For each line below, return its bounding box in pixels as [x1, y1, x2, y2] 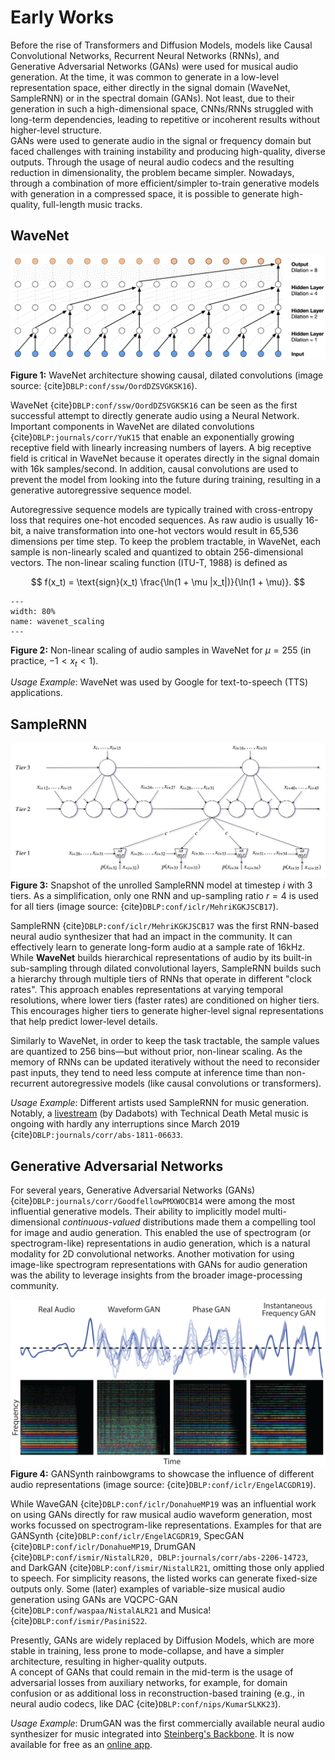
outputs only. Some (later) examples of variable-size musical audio [10, 1582, 286, 1595]
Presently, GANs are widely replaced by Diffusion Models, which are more [10, 1634, 315, 1646]
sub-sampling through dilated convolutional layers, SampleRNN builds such [10, 962, 322, 975]
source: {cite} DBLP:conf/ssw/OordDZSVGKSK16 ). [10, 379, 198, 391]
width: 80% [10, 606, 56, 616]
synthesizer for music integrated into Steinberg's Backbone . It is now [10, 1727, 295, 1740]
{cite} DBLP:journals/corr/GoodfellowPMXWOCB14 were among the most [10, 1195, 296, 1207]
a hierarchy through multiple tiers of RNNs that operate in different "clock [10, 973, 312, 985]
